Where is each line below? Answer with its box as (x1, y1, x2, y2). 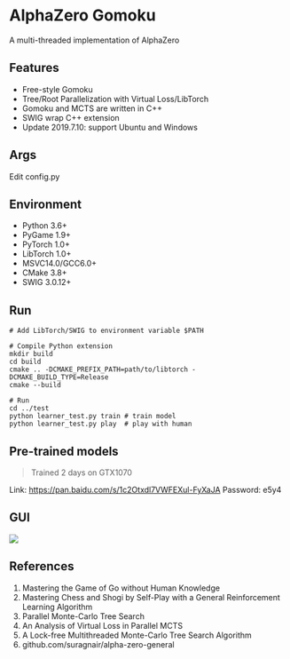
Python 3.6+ (21, 220, 68, 231)
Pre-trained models (9, 443, 119, 458)
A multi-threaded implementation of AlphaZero (9, 35, 180, 45)
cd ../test (9, 404, 50, 413)
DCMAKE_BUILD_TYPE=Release (9, 373, 109, 382)
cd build (9, 357, 42, 367)
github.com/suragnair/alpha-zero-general (21, 639, 175, 649)
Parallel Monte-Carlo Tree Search (21, 610, 145, 622)
